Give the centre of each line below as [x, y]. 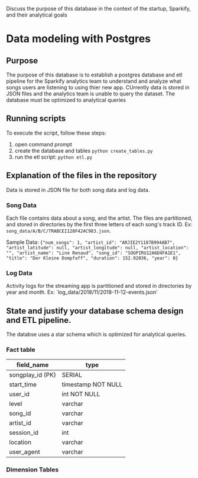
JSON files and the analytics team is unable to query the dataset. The [91, 94]
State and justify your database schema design [95, 311]
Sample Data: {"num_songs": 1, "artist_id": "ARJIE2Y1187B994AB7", [91, 242]
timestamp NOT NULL [92, 384]
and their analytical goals [37, 15]
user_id [19, 394]
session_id [24, 433]
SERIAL [72, 375]
